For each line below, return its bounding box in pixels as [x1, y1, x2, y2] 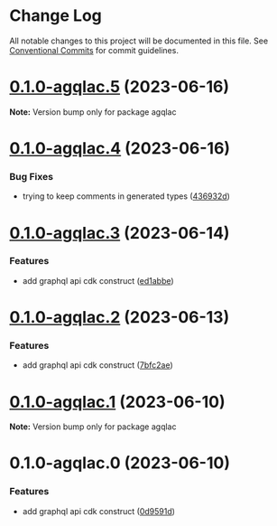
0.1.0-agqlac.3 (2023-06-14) [9, 222, 230, 243]
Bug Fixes [9, 170, 54, 183]
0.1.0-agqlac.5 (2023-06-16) [9, 77, 230, 98]
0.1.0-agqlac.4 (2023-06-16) [9, 138, 231, 159]
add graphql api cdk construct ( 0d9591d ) [22, 505, 176, 516]
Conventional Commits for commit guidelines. [9, 44, 179, 55]
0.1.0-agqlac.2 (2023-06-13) [9, 307, 230, 328]
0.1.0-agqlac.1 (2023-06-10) [9, 391, 226, 412]
